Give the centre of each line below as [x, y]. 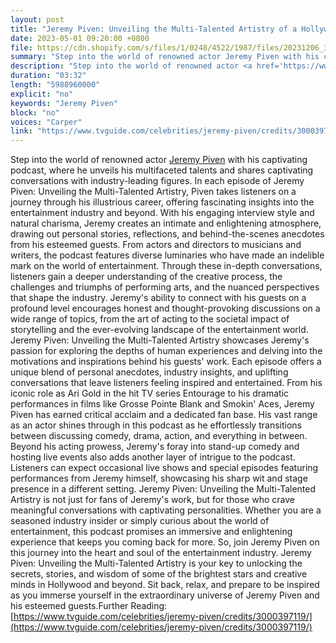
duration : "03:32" [48, 76]
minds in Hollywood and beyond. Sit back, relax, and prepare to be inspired [165, 585]
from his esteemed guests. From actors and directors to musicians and [156, 245]
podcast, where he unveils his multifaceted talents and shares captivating [162, 170]
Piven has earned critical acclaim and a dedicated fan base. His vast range [164, 415]
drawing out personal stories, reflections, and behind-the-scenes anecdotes [167, 234]
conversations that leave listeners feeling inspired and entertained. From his [166, 383]
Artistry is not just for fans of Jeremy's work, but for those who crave [152, 500]
